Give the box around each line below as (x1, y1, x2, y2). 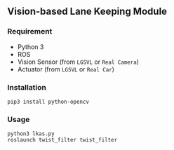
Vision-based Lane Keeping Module (7, 6, 167, 18)
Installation (7, 82, 47, 92)
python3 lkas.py (7, 130, 55, 137)
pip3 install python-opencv (7, 98, 90, 105)
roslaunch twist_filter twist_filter (7, 137, 118, 144)
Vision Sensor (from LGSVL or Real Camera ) (17, 57, 139, 66)
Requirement (7, 27, 53, 36)
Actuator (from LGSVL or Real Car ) (17, 64, 114, 73)
